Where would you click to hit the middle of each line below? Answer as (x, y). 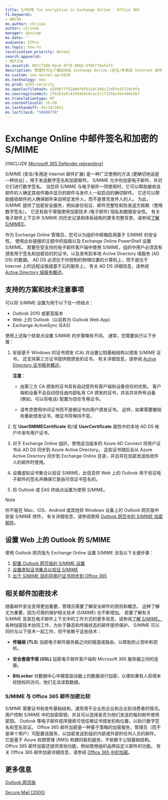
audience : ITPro (22, 43)
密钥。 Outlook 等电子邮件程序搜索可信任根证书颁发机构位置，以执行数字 (80, 721)
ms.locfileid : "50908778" (32, 113)
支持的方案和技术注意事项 (44, 289)
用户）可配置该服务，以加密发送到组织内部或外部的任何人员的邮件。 (88, 733)
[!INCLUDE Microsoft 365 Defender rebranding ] (54, 163)
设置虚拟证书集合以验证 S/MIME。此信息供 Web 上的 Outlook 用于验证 (84, 473)
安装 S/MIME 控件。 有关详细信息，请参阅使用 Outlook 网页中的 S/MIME (79, 516)
